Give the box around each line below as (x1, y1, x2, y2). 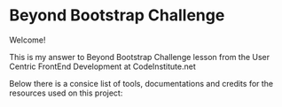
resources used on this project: (9, 88, 123, 98)
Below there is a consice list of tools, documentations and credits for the (9, 78, 274, 88)
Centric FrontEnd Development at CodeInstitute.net (9, 61, 197, 72)
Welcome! (9, 34, 46, 45)
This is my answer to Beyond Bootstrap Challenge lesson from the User (9, 51, 270, 62)
